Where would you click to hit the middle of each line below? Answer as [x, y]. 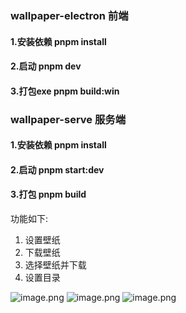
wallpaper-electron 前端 [69, 15]
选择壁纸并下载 [55, 265]
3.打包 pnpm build [48, 194]
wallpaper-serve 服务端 [68, 119]
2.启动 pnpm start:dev [57, 169]
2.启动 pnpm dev [46, 66]
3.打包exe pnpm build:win [65, 91]
